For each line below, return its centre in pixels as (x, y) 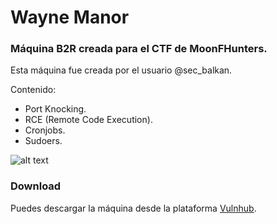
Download (36, 186)
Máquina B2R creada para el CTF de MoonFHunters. (139, 49)
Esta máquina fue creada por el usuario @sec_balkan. (121, 70)
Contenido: (33, 90)
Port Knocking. (55, 109)
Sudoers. (43, 141)
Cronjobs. (45, 130)
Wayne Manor (70, 17)
